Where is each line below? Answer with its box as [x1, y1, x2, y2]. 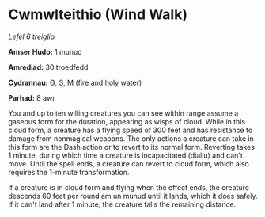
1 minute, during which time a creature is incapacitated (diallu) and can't [8, 150, 244, 160]
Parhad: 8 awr [8, 93, 55, 102]
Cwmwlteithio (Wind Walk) [8, 6, 188, 24]
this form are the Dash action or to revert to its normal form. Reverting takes [8, 142, 256, 151]
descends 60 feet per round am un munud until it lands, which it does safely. [8, 191, 258, 200]
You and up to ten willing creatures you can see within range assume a [8, 108, 239, 118]
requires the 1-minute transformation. [8, 167, 130, 177]
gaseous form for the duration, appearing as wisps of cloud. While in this [8, 116, 246, 126]
